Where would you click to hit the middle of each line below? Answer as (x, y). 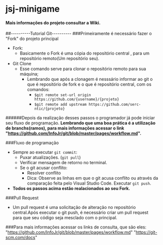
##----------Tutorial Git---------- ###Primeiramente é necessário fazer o (79, 34)
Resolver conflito (44, 173)
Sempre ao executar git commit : (45, 152)
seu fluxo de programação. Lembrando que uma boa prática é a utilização (81, 123)
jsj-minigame (33, 9)
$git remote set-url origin (63, 95)
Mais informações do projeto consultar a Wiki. (53, 22)
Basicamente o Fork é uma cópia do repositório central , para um (85, 53)
